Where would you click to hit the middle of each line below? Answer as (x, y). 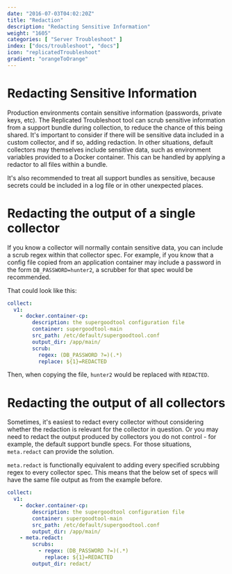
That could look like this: (42, 290)
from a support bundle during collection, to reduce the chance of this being (115, 127)
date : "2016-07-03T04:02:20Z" (51, 14)
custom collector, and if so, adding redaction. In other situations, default (110, 142)
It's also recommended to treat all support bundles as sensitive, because (111, 177)
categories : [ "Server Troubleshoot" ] (65, 40)
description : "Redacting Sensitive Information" (79, 26)
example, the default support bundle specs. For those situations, (100, 444)
